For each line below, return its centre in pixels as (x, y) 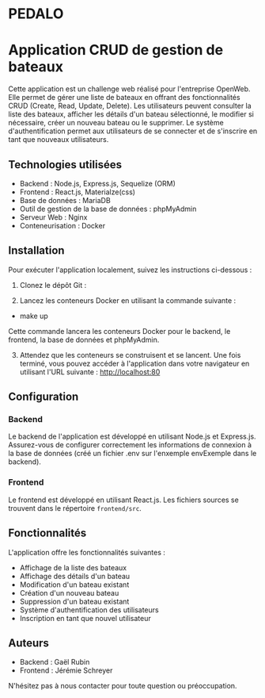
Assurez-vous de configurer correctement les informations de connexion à (130, 445)
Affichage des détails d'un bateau (75, 576)
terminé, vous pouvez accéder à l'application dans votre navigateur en (134, 363)
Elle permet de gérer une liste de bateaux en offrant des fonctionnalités (124, 98)
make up (34, 316)
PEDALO (36, 14)
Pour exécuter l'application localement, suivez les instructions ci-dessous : (130, 270)
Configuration (44, 397)
